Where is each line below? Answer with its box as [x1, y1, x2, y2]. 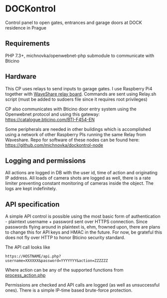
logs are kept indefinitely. [5, 186, 57, 192]
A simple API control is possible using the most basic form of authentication [5, 213, 161, 220]
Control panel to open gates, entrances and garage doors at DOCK [5, 19, 142, 25]
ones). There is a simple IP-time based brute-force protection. [5, 288, 133, 294]
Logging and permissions [5, 156, 86, 165]
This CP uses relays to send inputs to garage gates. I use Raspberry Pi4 [5, 85, 153, 91]
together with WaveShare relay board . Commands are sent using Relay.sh [5, 91, 157, 97]
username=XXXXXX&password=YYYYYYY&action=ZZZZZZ [5, 258, 108, 264]
